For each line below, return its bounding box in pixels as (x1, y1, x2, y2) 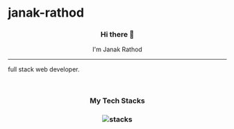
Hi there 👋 (100, 30, 135, 40)
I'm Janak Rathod (92, 45, 143, 53)
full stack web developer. (8, 65, 80, 74)
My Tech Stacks (90, 96, 145, 105)
